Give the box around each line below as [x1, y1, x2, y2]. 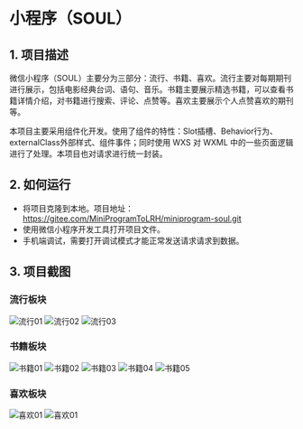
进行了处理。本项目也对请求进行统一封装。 [9, 148, 168, 159]
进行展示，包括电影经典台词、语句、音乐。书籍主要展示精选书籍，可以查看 [9, 84, 286, 95]
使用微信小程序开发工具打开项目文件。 [22, 223, 165, 235]
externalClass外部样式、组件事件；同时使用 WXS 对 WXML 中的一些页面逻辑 [9, 137, 294, 147]
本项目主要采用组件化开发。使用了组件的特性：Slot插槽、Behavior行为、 [9, 126, 278, 136]
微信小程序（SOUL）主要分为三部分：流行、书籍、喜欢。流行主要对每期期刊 [9, 73, 292, 83]
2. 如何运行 [9, 177, 71, 192]
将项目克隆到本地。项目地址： [22, 202, 133, 213]
